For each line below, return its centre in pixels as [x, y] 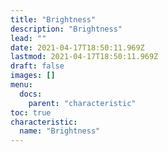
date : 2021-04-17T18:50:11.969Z [77, 47]
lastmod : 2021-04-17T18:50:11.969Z [84, 57]
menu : [21, 85]
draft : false [37, 66]
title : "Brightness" [53, 19]
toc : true [31, 112]
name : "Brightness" [60, 131]
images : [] [33, 76]
